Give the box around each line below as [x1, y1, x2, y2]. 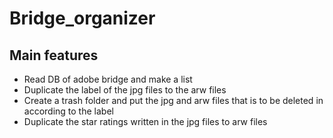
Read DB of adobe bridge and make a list [23, 73, 193, 85]
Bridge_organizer [9, 7, 156, 30]
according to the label [23, 105, 114, 117]
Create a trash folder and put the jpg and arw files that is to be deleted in [23, 95, 324, 106]
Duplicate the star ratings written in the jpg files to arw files [23, 116, 268, 127]
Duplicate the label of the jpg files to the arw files [23, 84, 227, 96]
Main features [9, 47, 99, 64]
